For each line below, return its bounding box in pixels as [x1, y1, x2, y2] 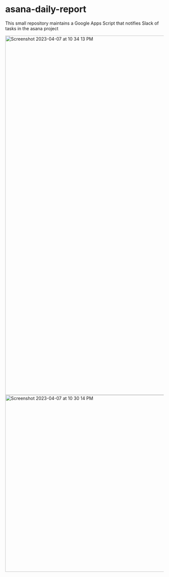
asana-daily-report [5, 4, 87, 15]
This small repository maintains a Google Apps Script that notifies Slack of [5, 20, 159, 26]
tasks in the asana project [5, 25, 59, 31]
